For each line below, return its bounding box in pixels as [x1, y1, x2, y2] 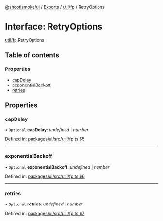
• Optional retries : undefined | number [5, 201, 83, 207]
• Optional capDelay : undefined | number [5, 127, 89, 133]
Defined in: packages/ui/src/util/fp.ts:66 [5, 173, 85, 179]
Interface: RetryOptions [5, 21, 103, 32]
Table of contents [5, 51, 59, 60]
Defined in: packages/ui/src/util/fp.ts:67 [5, 210, 85, 216]
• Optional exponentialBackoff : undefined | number [5, 164, 110, 170]
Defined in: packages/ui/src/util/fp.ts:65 [5, 136, 85, 142]
